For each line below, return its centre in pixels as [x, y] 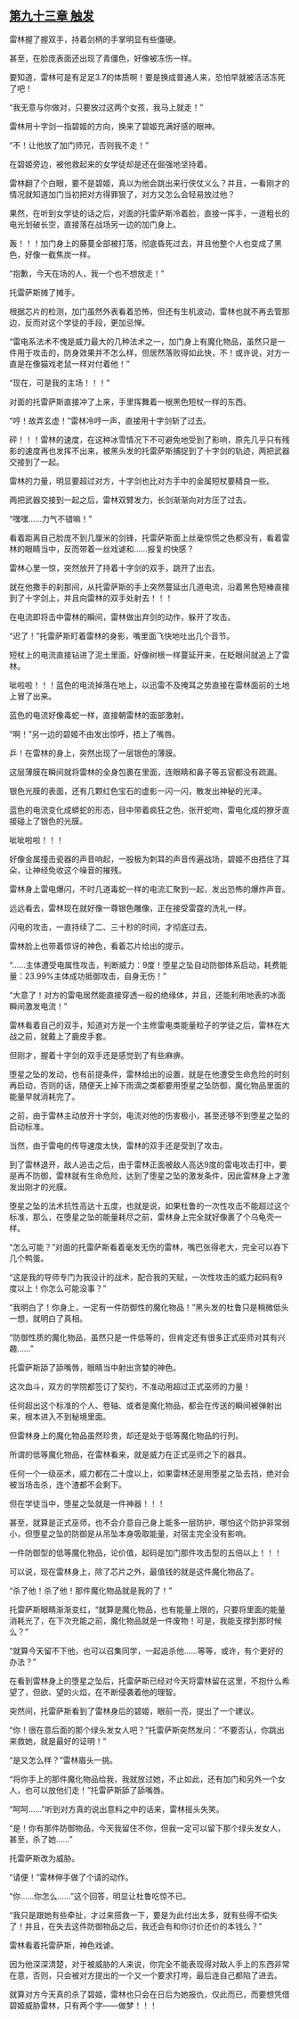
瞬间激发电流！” [39, 1005]
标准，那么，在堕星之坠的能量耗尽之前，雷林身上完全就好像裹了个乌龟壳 [141, 1217]
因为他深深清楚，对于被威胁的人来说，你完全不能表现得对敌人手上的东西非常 [149, 1964]
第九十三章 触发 [52, 16]
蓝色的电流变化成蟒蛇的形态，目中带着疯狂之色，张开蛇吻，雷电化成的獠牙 [145, 809]
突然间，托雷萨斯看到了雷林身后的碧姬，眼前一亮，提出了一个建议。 [134, 1710]
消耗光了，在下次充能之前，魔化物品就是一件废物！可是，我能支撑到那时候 [145, 1620]
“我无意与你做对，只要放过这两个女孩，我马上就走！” [106, 107]
